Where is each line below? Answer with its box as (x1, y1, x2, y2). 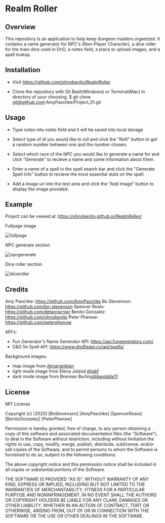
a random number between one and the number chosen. (12, 142, 127, 147)
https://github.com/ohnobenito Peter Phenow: (5, 314, 99, 320)
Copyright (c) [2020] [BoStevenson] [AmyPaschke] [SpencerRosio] (5, 411, 142, 417)
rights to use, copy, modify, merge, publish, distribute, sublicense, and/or (5, 441, 154, 447)
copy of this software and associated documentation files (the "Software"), (5, 431, 158, 437)
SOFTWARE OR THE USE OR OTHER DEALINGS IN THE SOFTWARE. (5, 513, 144, 519)
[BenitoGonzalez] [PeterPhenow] (5, 416, 73, 422)
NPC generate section (5, 242, 50, 248)
